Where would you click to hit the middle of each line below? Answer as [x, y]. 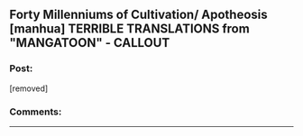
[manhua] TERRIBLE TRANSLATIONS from [129, 29]
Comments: [36, 112]
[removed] [29, 88]
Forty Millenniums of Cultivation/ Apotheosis [138, 15]
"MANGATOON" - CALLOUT [90, 43]
